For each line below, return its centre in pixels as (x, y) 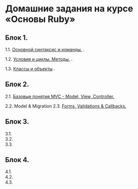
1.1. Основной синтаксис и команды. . (45, 49)
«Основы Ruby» (40, 19)
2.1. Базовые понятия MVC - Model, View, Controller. (60, 96)
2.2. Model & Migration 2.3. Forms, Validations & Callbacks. (66, 106)
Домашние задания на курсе (69, 9)
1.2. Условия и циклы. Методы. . (39, 59)
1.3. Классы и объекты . (30, 69)
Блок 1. (17, 38)
